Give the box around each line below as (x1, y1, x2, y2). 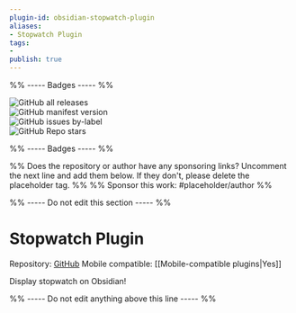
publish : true (9, 55, 63, 64)
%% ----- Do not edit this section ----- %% (9, 197, 172, 208)
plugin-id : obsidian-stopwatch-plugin (9, 13, 155, 22)
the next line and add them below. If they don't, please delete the (9, 170, 250, 181)
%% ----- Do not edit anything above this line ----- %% (9, 293, 217, 304)
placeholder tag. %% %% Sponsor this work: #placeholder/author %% (9, 180, 273, 190)
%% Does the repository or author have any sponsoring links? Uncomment (9, 161, 287, 171)
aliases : (9, 22, 42, 31)
